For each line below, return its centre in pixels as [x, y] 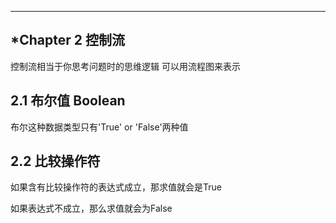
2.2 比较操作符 [55, 161]
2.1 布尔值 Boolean [68, 101]
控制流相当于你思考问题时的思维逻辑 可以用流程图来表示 [125, 66]
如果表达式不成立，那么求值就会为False [91, 208]
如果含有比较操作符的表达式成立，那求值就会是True [116, 187]
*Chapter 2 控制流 [67, 40]
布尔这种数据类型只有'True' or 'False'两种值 [99, 127]
